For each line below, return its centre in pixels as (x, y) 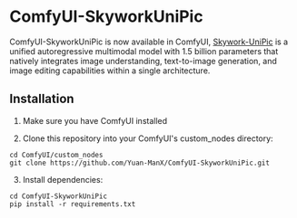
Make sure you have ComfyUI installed (95, 120)
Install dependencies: (63, 179)
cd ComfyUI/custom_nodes (56, 155)
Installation (42, 99)
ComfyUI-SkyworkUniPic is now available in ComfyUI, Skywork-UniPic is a (149, 42)
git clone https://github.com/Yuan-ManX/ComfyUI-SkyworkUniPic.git (140, 163)
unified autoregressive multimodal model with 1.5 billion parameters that (144, 51)
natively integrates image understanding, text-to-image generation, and (143, 61)
